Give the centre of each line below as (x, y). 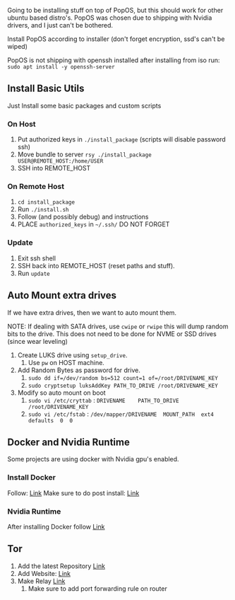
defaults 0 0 (50, 420)
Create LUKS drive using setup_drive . (73, 355)
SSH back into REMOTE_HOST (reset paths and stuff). (96, 265)
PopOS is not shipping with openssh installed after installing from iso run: (114, 60)
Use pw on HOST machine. (66, 362)
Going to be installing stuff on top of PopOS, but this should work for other (115, 10)
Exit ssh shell (37, 258)
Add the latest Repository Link (61, 566)
